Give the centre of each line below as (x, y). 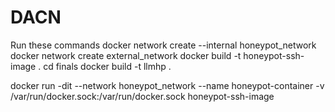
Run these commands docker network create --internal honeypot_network (163, 45)
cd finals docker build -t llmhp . (107, 66)
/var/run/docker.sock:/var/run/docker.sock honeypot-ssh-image (142, 96)
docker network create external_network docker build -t (126, 55)
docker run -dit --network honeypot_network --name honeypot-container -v (167, 85)
